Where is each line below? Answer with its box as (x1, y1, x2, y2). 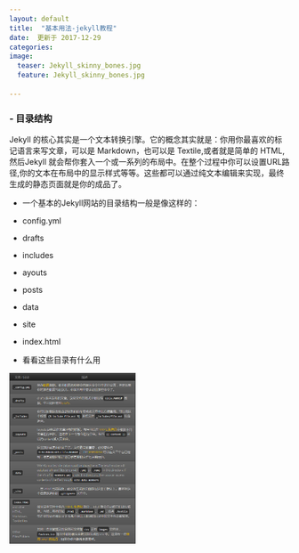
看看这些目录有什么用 (21, 354, 101, 365)
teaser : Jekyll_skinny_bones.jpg (17, 61, 141, 70)
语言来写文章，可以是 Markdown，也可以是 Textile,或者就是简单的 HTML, (16, 145, 285, 156)
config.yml (21, 216, 62, 226)
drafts (21, 232, 44, 244)
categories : (9, 43, 53, 52)
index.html (21, 337, 61, 347)
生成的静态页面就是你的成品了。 (9, 179, 126, 190)
